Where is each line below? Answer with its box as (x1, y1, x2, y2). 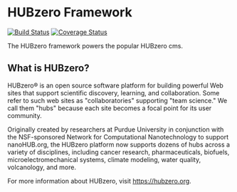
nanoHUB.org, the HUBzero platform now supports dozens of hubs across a (7, 140, 230, 149)
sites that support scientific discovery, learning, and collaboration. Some (7, 88, 220, 97)
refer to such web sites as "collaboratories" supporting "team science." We (7, 96, 228, 105)
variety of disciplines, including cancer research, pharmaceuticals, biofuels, (7, 147, 230, 156)
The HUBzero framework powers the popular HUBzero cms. (7, 41, 184, 50)
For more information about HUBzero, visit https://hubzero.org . (7, 176, 192, 185)
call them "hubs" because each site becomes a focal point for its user (7, 104, 212, 112)
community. (7, 111, 42, 119)
